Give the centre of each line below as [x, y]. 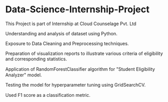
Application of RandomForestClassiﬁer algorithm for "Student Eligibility [80, 69]
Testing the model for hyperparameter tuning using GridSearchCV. [76, 85]
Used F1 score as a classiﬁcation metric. [48, 95]
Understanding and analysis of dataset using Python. [61, 33]
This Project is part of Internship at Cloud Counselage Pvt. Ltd [71, 24]
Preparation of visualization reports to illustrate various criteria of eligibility [84, 53]
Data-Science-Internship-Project [78, 9]
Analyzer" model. [24, 75]
